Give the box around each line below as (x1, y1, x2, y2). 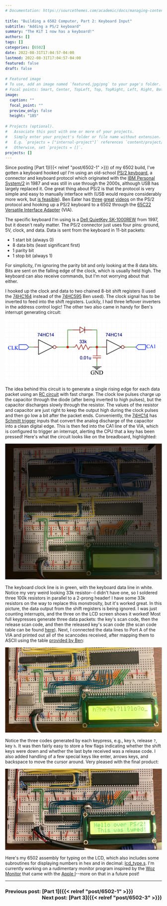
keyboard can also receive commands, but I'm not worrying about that (5, 273, 149, 279)
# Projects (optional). (5, 124, 55, 129)
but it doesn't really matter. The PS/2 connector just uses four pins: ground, (5, 222, 160, 228)
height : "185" (9, 113, 39, 118)
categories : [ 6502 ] (5, 45, 46, 50)
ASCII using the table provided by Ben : (5, 637, 84, 643)
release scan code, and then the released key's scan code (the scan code (5, 621, 157, 627)
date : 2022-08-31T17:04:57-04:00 (5, 50, 75, 55)
